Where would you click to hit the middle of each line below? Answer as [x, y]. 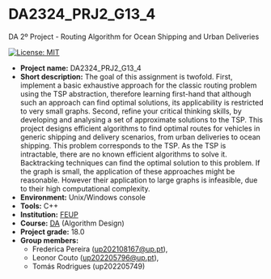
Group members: [49, 240]
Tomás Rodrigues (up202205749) [89, 266]
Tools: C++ [39, 206]
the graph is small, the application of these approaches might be [127, 171]
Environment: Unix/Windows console [83, 197]
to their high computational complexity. [85, 188]
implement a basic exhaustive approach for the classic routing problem [138, 85]
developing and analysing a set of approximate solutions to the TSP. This [142, 119]
